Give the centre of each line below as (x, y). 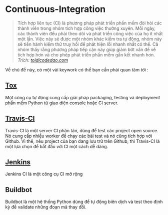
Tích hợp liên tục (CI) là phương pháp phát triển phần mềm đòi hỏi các (90, 23)
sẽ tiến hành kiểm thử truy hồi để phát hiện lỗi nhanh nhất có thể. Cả (88, 44)
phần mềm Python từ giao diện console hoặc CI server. (62, 103)
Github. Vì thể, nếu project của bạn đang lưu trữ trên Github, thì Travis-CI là (82, 141)
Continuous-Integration (55, 9)
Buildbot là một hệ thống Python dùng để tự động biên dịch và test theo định (84, 202)
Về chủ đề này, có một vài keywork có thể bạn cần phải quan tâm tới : (77, 70)
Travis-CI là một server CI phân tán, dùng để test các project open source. (82, 130)
